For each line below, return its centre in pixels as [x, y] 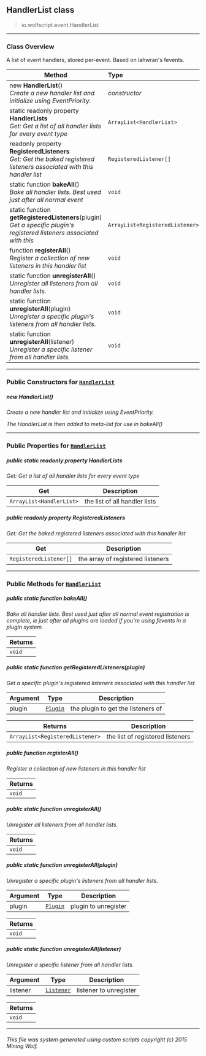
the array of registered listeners [124, 559]
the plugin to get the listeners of [116, 709]
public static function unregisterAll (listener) [64, 949]
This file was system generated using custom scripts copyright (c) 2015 [97, 1039]
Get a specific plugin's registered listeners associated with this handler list [101, 683]
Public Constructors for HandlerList [60, 382]
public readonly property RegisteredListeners [66, 518]
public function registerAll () [42, 753]
